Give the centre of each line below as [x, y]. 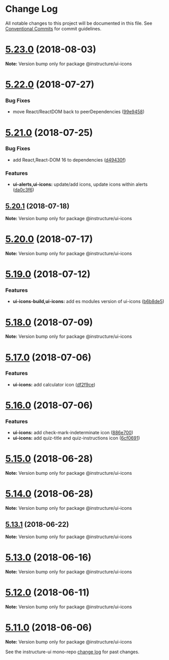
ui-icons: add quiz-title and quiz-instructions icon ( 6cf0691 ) [76, 438]
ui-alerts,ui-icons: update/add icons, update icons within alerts [80, 184]
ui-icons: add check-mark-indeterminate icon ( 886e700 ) [73, 433]
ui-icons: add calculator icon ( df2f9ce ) [54, 384]
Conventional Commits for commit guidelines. [53, 28]
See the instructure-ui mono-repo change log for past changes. [72, 652]
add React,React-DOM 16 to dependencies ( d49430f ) [69, 159]
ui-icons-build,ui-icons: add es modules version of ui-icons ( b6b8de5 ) [89, 301]
